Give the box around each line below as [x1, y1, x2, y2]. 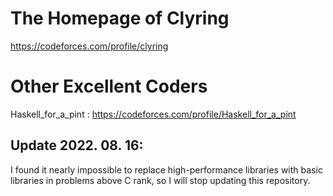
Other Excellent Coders [10, 75, 208, 98]
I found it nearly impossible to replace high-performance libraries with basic [10, 163, 323, 176]
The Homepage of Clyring [10, 7, 230, 30]
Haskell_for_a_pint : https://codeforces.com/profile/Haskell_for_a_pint [10, 108, 297, 120]
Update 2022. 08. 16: [10, 137, 144, 154]
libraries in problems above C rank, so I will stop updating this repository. [10, 174, 311, 186]
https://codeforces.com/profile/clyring [10, 40, 169, 52]
